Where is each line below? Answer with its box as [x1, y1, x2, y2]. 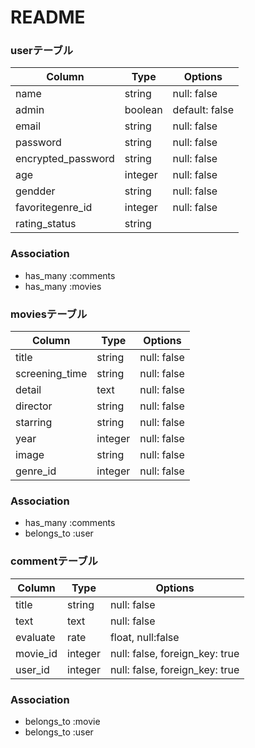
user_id [15, 662, 50, 676]
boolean [124, 103, 163, 117]
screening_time [15, 367, 88, 381]
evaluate [15, 630, 56, 644]
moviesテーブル [10, 307, 88, 321]
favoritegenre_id [15, 201, 93, 215]
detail [15, 383, 42, 397]
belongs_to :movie [24, 715, 101, 727]
